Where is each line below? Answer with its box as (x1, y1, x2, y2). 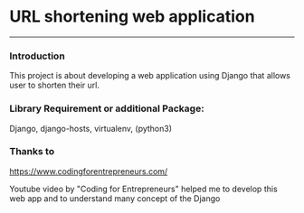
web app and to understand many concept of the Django (9, 192, 221, 204)
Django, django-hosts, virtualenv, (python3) (9, 123, 173, 134)
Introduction (9, 50, 65, 62)
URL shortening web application (9, 6, 255, 27)
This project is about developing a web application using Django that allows (9, 70, 291, 81)
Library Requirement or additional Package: (9, 102, 205, 115)
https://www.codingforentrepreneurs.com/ (9, 165, 168, 177)
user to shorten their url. (9, 79, 100, 91)
